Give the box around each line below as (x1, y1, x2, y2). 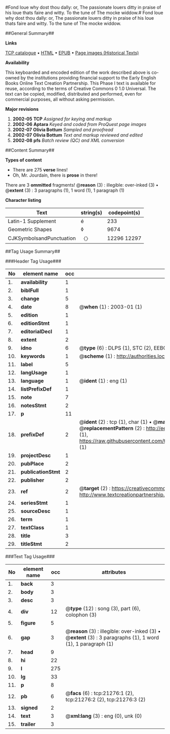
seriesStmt (21, 499, 48, 506)
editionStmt (21, 320, 50, 327)
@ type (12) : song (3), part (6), (65, 605, 141, 612)
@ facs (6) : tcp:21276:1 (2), (65, 690, 134, 697)
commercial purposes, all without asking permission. (5, 96, 115, 102)
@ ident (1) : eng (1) (79, 377, 127, 384)
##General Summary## (5, 30, 54, 36)
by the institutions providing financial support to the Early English (20, 75, 156, 80)
